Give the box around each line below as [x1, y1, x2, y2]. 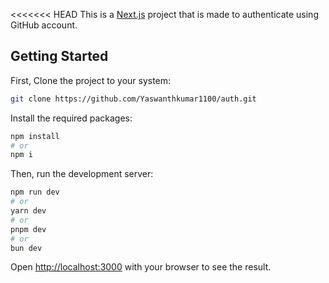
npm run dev [10, 187, 60, 198]
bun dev [10, 243, 43, 253]
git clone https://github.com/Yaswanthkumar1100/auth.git [10, 94, 257, 104]
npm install [10, 131, 60, 141]
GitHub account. [10, 19, 78, 31]
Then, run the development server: [10, 168, 154, 180]
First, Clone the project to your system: [10, 74, 172, 86]
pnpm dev [10, 224, 47, 234]
